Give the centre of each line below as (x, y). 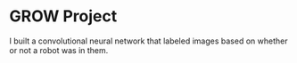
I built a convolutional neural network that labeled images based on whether (148, 41)
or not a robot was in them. (59, 50)
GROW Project (63, 16)
